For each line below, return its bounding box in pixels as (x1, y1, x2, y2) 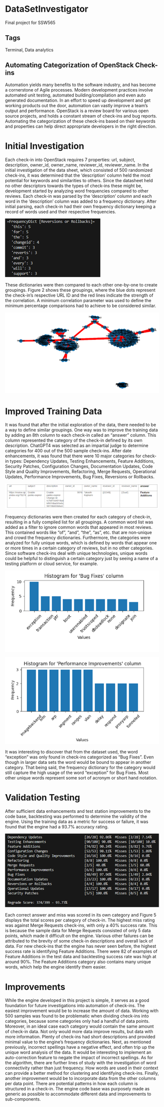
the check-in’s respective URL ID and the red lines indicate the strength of (5, 292, 154, 298)
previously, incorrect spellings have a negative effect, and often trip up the (5, 1044, 155, 1050)
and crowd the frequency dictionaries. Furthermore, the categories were (5, 535, 150, 541)
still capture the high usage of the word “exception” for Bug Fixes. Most (5, 770, 149, 776)
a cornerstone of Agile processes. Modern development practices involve (5, 87, 153, 93)
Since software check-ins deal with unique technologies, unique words (5, 550, 148, 556)
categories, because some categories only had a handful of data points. (5, 1018, 150, 1024)
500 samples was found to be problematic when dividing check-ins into (5, 1013, 149, 1019)
